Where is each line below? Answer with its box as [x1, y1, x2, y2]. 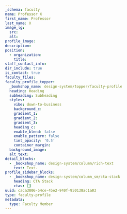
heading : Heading [9, 89, 45, 93]
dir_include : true [5, 66, 42, 71]
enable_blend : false [14, 129, 55, 134]
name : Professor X [5, 12, 42, 17]
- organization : [9, 52, 42, 57]
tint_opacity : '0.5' [14, 138, 55, 143]
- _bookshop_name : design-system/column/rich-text [9, 161, 114, 166]
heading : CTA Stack [14, 179, 53, 184]
